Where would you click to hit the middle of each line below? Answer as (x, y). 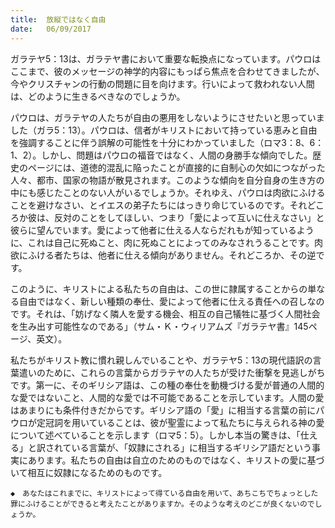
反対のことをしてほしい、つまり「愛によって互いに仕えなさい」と (189, 217)
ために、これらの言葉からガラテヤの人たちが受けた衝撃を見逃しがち (185, 372)
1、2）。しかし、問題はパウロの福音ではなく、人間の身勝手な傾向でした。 (161, 155)
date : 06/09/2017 (51, 29)
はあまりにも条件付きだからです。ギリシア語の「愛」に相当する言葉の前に (163, 410)
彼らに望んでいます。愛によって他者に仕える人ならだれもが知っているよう (162, 230)
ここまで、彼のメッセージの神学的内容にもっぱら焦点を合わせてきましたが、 (167, 71)
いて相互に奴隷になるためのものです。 (89, 472)
